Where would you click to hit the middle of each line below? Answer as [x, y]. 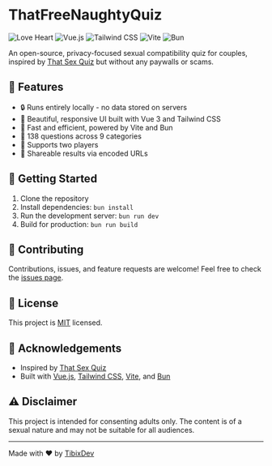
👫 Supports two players [59, 144]
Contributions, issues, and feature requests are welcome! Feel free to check [135, 269]
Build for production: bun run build [79, 224]
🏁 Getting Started [53, 179]
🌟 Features [36, 87]
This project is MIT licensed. [55, 323]
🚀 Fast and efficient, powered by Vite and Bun [96, 127]
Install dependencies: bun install [76, 207]
